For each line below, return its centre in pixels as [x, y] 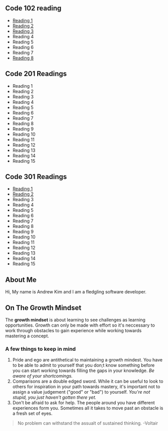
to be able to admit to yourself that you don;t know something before [83, 365]
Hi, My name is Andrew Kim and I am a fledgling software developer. [76, 292]
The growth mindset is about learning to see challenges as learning [75, 320]
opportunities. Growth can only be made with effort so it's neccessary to [80, 325]
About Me [21, 280]
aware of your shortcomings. [42, 376]
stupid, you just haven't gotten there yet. [54, 397]
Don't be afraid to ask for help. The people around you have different [83, 403]
